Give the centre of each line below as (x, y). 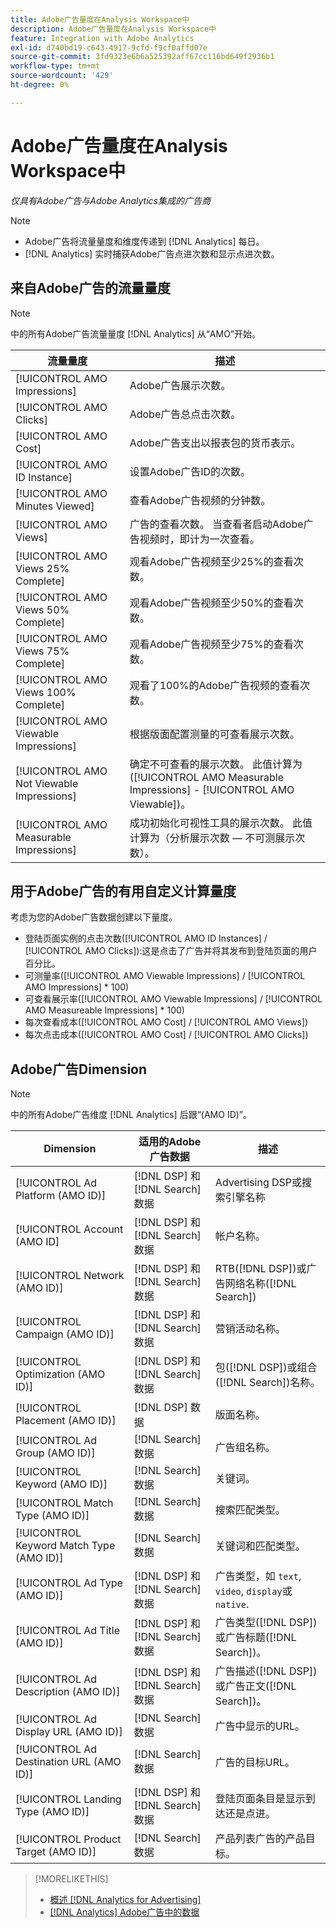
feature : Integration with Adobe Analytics (102, 38)
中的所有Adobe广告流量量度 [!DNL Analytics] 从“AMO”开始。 (136, 333)
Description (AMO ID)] (68, 1692)
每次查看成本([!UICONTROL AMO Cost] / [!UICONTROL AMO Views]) (166, 1022)
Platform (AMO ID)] (61, 1196)
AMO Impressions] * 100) (77, 987)
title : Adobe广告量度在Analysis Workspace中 (100, 19)
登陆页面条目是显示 (260, 1799)
